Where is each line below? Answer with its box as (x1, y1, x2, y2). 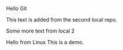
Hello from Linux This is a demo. (6, 39, 84, 45)
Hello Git (6, 5, 28, 12)
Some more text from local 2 (6, 27, 75, 34)
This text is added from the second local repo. (6, 16, 117, 23)
